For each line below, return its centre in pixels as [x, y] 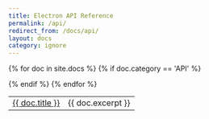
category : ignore [38, 46]
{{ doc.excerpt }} [99, 103]
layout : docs [30, 38]
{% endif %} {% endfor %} [53, 84]
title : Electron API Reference [61, 16]
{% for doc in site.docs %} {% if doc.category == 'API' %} [105, 68]
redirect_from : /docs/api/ [54, 31]
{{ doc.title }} [36, 103]
